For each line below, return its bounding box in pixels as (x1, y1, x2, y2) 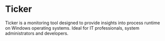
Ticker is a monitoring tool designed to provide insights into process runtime (5, 20, 161, 26)
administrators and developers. (5, 30, 69, 36)
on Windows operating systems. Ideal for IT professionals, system (5, 25, 140, 31)
